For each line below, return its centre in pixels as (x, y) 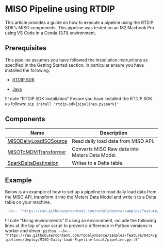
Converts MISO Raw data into (106, 149)
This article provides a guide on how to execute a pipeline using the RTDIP (79, 22)
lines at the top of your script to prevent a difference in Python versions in (79, 226)
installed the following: (27, 70)
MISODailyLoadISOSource (37, 141)
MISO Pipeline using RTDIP (60, 9)
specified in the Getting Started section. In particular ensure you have (74, 65)
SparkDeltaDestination (33, 163)
